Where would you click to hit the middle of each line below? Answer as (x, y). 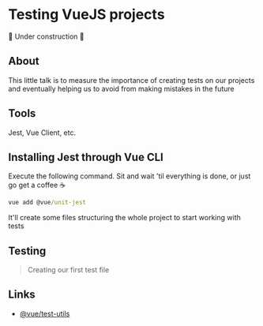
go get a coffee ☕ (37, 185)
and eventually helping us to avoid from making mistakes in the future (121, 88)
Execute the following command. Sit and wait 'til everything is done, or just (130, 176)
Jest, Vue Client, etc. (42, 133)
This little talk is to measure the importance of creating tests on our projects (131, 80)
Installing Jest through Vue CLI (86, 157)
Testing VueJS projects (86, 15)
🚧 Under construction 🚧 (46, 36)
